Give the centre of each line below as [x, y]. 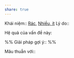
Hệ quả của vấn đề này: [28, 32]
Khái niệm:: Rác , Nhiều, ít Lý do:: [37, 23]
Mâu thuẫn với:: [20, 51]
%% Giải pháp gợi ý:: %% [30, 42]
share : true [17, 9]
